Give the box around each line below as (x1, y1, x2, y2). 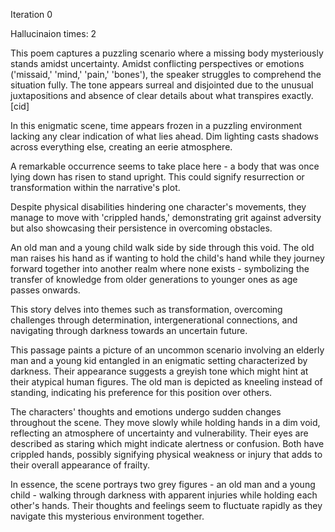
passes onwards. (10, 284, 81, 296)
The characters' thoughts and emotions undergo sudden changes (10, 406, 282, 418)
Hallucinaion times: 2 (10, 28, 97, 39)
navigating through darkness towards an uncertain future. (10, 325, 248, 336)
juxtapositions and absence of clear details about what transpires (10, 90, 280, 101)
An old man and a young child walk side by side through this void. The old (10, 242, 315, 253)
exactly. (281, 90, 314, 101)
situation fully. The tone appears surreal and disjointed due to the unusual (10, 79, 314, 91)
